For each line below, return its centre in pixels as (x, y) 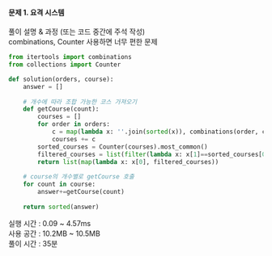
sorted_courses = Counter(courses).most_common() (123, 147)
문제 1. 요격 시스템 (36, 12)
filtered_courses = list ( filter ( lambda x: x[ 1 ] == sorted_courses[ (150, 154)
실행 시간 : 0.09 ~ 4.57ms (50, 223)
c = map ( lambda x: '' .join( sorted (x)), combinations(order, (155, 132)
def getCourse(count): (61, 109)
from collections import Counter (65, 65)
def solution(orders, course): (61, 79)
